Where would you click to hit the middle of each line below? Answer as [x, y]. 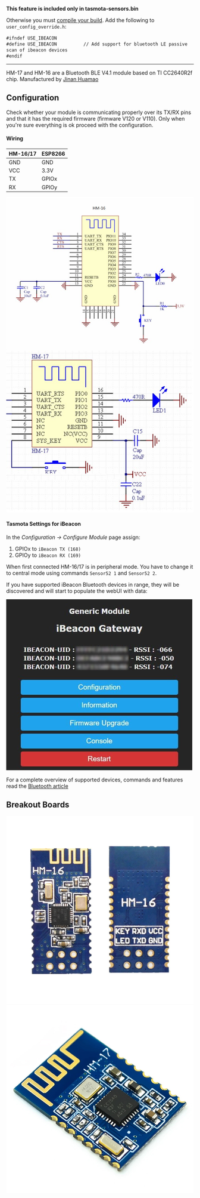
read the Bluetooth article [37, 786]
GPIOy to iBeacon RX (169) [48, 555]
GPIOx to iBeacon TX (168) [48, 549]
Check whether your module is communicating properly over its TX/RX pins [99, 112]
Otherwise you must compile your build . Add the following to [80, 20]
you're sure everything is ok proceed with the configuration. [80, 125]
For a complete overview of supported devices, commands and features [95, 780]
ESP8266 [53, 153]
